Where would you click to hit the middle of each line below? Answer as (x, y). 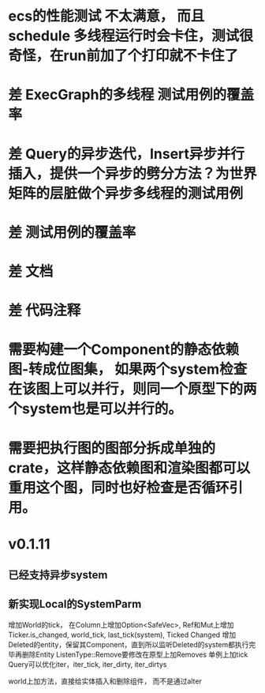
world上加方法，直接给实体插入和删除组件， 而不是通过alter (105, 681)
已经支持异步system (58, 575)
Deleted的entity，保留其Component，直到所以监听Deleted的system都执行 (129, 644)
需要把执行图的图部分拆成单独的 (112, 448)
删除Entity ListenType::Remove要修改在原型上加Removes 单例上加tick (135, 654)
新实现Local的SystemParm (75, 604)
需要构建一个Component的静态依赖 (124, 350)
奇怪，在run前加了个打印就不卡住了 (123, 56)
